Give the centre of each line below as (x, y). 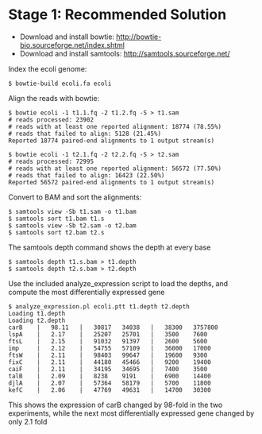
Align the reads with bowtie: (54, 98)
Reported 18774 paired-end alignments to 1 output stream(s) (112, 141)
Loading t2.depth (37, 320)
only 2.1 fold (28, 421)
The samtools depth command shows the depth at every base (110, 247)
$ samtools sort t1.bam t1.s (56, 219)
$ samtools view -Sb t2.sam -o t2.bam (72, 225)
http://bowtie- (139, 37)
